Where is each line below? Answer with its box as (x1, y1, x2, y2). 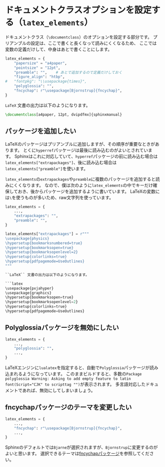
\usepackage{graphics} (5, 290, 52, 295)
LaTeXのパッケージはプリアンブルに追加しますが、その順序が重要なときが (5, 141, 155, 147)
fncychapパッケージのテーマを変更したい (5, 403, 132, 411)
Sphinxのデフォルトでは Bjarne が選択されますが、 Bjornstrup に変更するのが (5, 444, 158, 450)
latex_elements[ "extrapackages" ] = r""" (5, 231, 90, 236)
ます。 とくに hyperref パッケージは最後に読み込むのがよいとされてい (9, 147, 149, 153)
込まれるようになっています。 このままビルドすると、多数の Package (5, 371, 142, 377)
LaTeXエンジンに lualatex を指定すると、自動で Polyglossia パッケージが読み (5, 365, 159, 371)
